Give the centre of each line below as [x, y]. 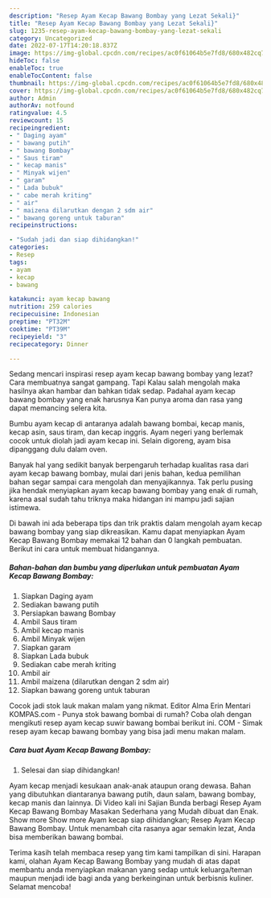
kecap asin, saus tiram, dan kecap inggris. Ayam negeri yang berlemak [126, 432]
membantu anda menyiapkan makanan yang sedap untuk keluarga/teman [131, 870]
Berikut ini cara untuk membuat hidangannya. [84, 549]
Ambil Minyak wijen [53, 639]
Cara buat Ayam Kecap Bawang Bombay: [80, 750]
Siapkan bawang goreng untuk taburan [85, 690]
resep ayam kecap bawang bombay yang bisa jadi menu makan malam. [127, 731]
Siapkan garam [46, 648]
